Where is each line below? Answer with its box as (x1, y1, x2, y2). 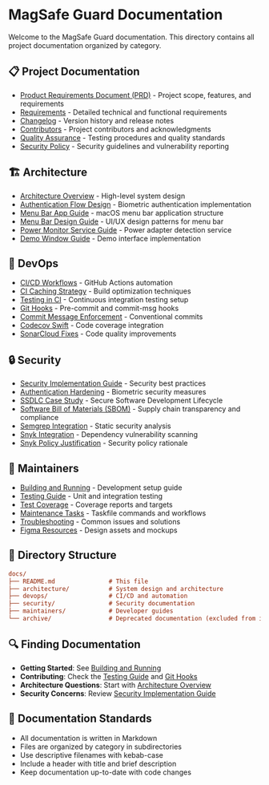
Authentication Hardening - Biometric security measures (19, 387, 207, 397)
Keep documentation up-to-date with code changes (19, 767, 192, 777)
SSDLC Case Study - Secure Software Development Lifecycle (19, 395, 223, 406)
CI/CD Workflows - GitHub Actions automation (19, 278, 174, 288)
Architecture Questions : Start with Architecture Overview (19, 680, 212, 690)
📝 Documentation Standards (8, 712, 152, 726)
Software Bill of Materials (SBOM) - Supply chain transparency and (19, 404, 241, 414)
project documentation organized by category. (8, 40, 162, 50)
